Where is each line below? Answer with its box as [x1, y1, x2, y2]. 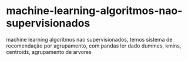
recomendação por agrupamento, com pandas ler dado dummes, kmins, [6, 42, 182, 49]
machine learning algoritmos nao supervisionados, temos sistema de [6, 36, 173, 43]
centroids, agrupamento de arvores [6, 48, 92, 55]
